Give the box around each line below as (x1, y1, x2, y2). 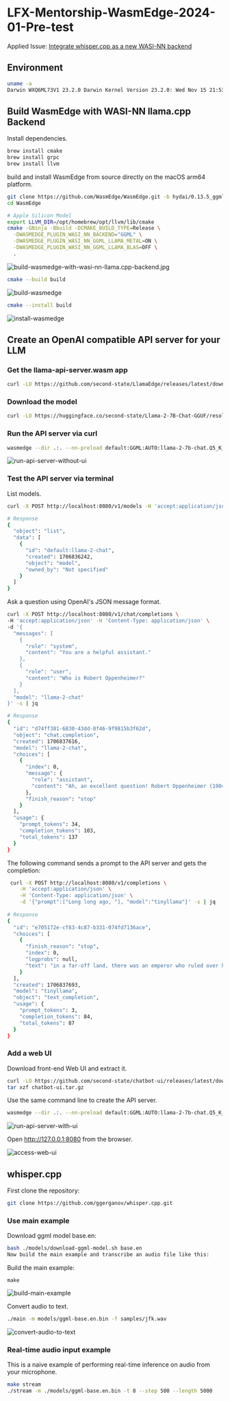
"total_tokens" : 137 (19, 833, 78, 841)
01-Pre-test (7, 19, 74, 35)
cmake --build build (7, 276, 66, 283)
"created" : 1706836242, (25, 553, 94, 560)
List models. (7, 489, 42, 498)
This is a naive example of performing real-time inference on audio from (7, 1361, 210, 1369)
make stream (7, 1381, 41, 1388)
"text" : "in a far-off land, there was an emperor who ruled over (25, 962, 219, 969)
